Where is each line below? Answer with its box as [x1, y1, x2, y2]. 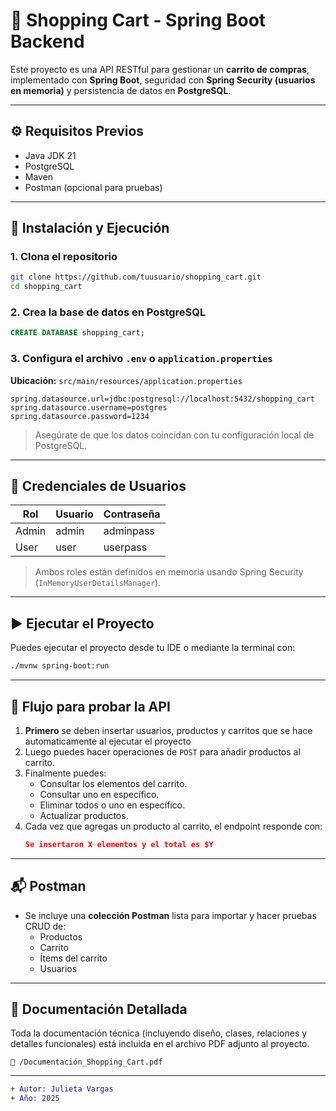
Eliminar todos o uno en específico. [39, 799, 186, 811]
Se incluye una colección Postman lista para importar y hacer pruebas [24, 909, 317, 921]
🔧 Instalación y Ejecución [10, 220, 170, 237]
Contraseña [103, 507, 161, 521]
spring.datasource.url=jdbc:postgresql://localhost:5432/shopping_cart [10, 394, 315, 404]
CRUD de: [24, 920, 67, 932]
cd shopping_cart [10, 282, 83, 292]
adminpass [103, 524, 155, 538]
